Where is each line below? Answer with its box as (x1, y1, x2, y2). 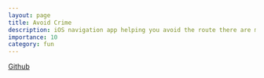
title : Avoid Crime (8, 19, 72, 27)
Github (8, 62, 30, 71)
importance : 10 (8, 33, 58, 41)
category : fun (8, 41, 55, 48)
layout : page (8, 11, 51, 19)
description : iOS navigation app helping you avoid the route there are (8, 26, 251, 34)
